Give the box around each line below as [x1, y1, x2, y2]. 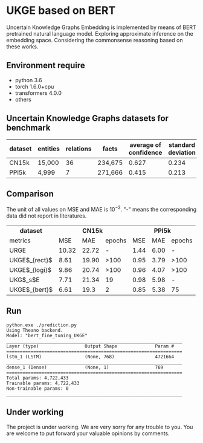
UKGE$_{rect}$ [9, 256, 53, 265]
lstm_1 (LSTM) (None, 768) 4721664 [6, 354, 174, 360]
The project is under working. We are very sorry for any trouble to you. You [6, 423, 193, 430]
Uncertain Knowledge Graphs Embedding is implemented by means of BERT [6, 24, 196, 31]
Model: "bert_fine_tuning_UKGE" [6, 332, 88, 338]
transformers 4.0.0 [14, 89, 62, 97]
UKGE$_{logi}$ [9, 266, 52, 274]
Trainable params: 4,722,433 [6, 380, 80, 386]
